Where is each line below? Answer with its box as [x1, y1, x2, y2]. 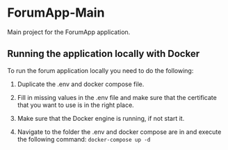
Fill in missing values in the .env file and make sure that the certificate [17, 93, 217, 101]
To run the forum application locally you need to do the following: [7, 66, 194, 74]
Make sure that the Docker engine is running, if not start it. [17, 114, 185, 122]
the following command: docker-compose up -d [17, 135, 151, 143]
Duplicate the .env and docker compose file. [17, 80, 145, 88]
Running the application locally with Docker [7, 48, 200, 60]
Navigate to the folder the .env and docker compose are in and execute [17, 127, 222, 136]
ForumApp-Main [7, 5, 105, 21]
